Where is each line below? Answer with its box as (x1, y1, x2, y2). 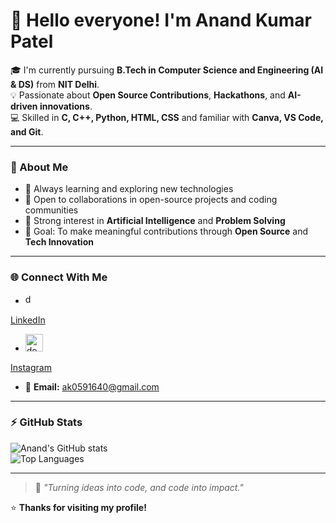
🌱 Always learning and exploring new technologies (24, 183, 234, 195)
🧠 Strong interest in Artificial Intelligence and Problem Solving (24, 215, 286, 227)
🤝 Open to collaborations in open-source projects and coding (24, 194, 278, 206)
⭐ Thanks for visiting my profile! (10, 501, 147, 513)
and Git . (10, 125, 44, 138)
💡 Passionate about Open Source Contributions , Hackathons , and (10, 89, 286, 101)
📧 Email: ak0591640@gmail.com (24, 380, 160, 393)
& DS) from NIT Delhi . (10, 78, 100, 90)
